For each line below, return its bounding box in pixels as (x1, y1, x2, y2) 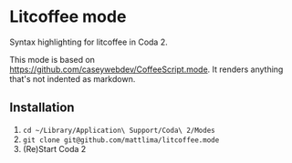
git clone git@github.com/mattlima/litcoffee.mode (22, 135, 220, 145)
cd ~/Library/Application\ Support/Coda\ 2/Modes (22, 126, 216, 135)
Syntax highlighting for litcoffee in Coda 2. (9, 36, 168, 47)
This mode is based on (9, 54, 96, 65)
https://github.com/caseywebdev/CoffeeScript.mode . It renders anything (9, 64, 284, 75)
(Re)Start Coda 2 (22, 143, 87, 154)
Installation (9, 100, 75, 116)
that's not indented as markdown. (9, 73, 136, 84)
